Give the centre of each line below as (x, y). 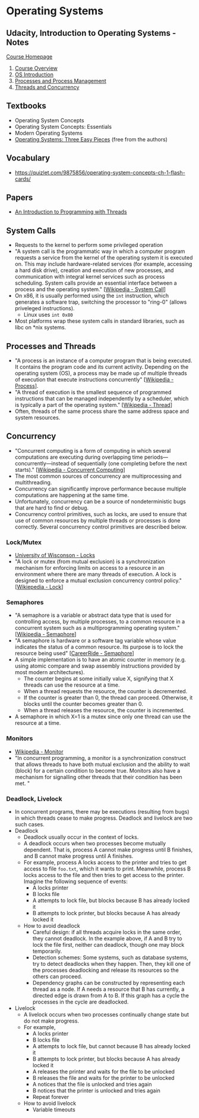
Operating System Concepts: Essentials (63, 126)
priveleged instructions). (45, 308)
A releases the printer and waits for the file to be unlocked (104, 1071)
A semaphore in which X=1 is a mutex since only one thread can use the (103, 716)
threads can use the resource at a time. (72, 685)
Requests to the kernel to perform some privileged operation (89, 245)
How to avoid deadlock (52, 926)
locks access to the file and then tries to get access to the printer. (104, 875)
